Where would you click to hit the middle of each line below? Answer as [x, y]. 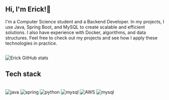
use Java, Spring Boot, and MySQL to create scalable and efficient [75, 27]
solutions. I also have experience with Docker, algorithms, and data [76, 32]
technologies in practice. [31, 43]
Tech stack [23, 74]
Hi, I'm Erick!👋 [28, 9]
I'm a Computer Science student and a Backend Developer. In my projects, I [85, 21]
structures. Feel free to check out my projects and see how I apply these [81, 38]
